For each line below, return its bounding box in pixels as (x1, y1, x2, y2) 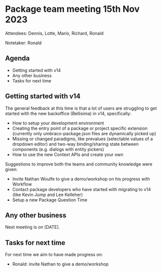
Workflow (12, 181, 32, 187)
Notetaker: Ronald (5, 39, 42, 45)
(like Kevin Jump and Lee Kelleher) (12, 192, 83, 197)
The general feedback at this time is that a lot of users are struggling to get (5, 105, 157, 111)
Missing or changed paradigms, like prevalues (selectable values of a (12, 136, 153, 142)
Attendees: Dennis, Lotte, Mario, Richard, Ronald (5, 30, 104, 36)
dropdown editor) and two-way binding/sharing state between (12, 141, 139, 147)
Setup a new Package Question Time (12, 196, 88, 203)
